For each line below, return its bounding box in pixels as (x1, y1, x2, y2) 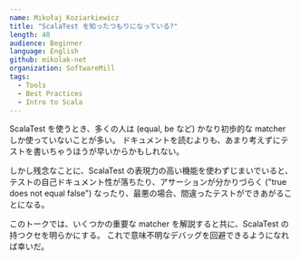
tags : (9, 72, 30, 82)
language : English (9, 47, 79, 56)
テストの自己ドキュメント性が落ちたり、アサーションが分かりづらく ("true (9, 177, 287, 188)
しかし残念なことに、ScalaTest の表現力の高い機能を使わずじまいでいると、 (9, 165, 293, 177)
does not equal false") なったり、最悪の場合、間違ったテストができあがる (9, 188, 285, 199)
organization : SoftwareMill (9, 64, 116, 73)
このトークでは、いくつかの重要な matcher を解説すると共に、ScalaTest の (9, 218, 290, 229)
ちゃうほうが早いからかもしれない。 (48, 146, 184, 157)
